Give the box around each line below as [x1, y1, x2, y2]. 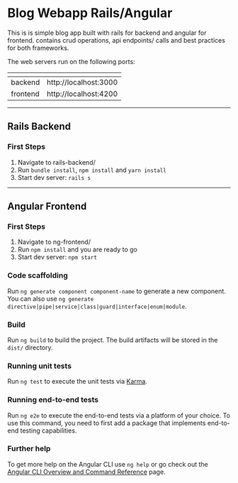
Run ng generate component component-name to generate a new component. [7, 286, 227, 295]
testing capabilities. [20, 426, 77, 435]
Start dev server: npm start [17, 253, 98, 261]
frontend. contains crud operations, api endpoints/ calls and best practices [7, 36, 225, 44]
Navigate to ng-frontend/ [17, 238, 91, 246]
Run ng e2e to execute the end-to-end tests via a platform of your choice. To [7, 411, 231, 420]
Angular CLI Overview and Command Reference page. [7, 467, 166, 476]
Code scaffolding [7, 271, 69, 281]
